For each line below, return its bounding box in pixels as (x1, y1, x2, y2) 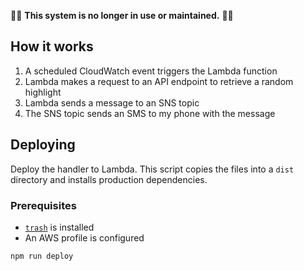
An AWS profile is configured (24, 231, 145, 244)
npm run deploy (10, 251, 74, 261)
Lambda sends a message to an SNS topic (24, 96, 200, 109)
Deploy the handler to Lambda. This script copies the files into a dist (10, 163, 295, 175)
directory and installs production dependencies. (10, 173, 208, 185)
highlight (24, 86, 62, 98)
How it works (10, 38, 94, 55)
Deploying (10, 136, 76, 154)
